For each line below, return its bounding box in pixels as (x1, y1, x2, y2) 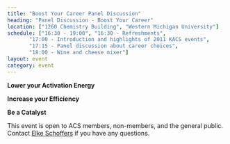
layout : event (7, 56, 49, 63)
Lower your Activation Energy (7, 81, 95, 89)
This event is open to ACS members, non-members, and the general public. (7, 121, 224, 129)
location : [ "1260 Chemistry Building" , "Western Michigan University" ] (7, 23, 219, 30)
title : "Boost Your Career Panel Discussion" (7, 10, 141, 17)
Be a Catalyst (7, 108, 47, 116)
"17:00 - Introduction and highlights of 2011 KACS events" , (28, 36, 210, 43)
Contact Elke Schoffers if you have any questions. (7, 129, 150, 137)
